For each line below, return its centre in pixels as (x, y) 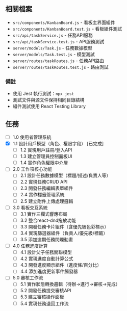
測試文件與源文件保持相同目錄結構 (48, 100)
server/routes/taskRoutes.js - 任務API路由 (58, 61)
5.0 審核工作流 (28, 278)
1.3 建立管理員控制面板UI (46, 157)
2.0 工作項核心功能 (32, 169)
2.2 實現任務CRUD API (44, 182)
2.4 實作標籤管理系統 (42, 195)
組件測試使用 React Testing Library (49, 107)
